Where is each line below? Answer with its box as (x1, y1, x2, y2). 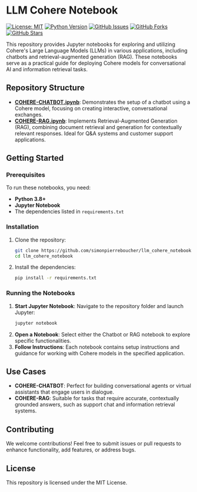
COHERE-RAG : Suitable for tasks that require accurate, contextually (14, 395, 179, 402)
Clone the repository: (14, 236, 66, 243)
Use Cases (6, 366, 46, 377)
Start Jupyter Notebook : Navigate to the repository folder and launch (14, 302, 184, 309)
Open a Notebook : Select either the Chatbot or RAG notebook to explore (14, 331, 191, 338)
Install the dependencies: (14, 263, 76, 271)
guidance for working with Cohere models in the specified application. (14, 349, 185, 356)
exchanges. (14, 111, 43, 118)
